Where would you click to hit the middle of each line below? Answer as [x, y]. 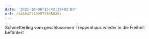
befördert [15, 32]
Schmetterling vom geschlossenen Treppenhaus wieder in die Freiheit [75, 27]
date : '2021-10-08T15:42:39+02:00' [41, 9]
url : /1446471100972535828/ [33, 14]
